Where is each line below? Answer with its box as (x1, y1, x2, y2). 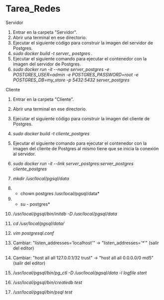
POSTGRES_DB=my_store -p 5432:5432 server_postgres (12, 77, 130, 83)
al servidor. (12, 151, 36, 157)
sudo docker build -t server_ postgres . (12, 50, 93, 56)
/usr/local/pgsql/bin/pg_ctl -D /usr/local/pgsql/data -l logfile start (12, 270, 147, 276)
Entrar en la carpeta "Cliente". (12, 96, 74, 102)
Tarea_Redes (5, 3, 61, 14)
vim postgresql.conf (12, 230, 54, 236)
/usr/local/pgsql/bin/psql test (12, 289, 73, 295)
